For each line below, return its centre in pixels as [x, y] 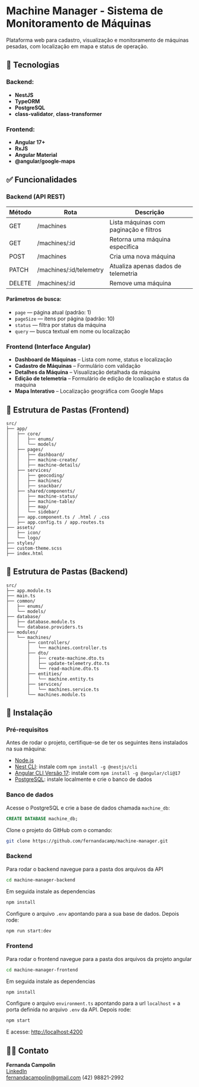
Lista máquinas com [137, 222]
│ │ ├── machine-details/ [44, 465]
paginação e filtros [135, 229]
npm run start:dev [29, 931]
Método [20, 212]
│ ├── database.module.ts [41, 622]
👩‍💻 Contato [28, 1050]
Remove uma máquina [140, 283]
